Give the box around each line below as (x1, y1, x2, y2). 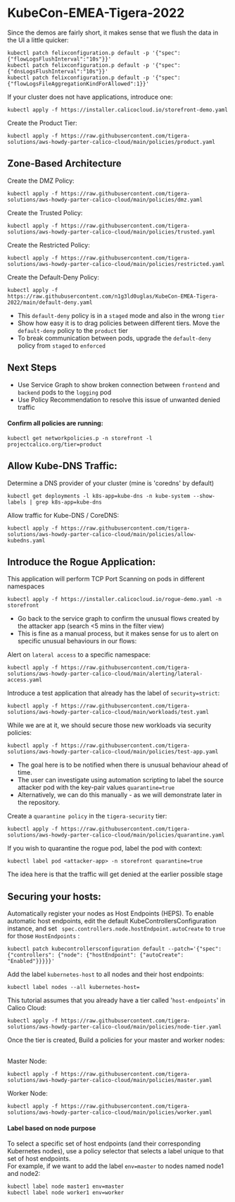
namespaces (7, 582, 45, 590)
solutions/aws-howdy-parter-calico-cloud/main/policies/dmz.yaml (7, 196, 203, 203)
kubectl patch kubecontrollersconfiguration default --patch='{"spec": (7, 945, 222, 953)
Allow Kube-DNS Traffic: (7, 460, 118, 472)
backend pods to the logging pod (17, 388, 112, 396)
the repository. (17, 799, 61, 807)
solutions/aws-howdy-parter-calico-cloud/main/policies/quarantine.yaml (7, 832, 225, 839)
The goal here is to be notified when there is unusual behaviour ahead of (17, 760, 229, 770)
